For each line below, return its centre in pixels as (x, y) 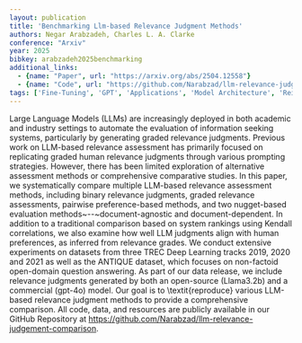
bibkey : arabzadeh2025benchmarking (76, 59)
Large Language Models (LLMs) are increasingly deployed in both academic (150, 119)
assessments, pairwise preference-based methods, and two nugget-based (148, 204)
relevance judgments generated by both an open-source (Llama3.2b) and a (149, 280)
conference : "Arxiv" (48, 43)
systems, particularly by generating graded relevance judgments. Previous (147, 137)
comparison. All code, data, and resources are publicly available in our (139, 309)
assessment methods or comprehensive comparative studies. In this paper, (148, 175)
